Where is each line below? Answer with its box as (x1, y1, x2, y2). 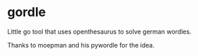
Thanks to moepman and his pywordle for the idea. (7, 41, 154, 49)
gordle (7, 4, 46, 20)
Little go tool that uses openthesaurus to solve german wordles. (7, 27, 192, 36)
